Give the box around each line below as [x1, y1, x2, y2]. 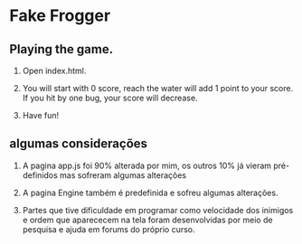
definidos [22, 169, 59, 181]
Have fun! [22, 110, 60, 120]
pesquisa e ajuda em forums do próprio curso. [22, 223, 195, 235]
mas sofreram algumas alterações [60, 169, 187, 181]
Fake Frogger [9, 5, 111, 26]
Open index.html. [22, 65, 87, 76]
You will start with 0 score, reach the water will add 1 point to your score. [22, 83, 294, 93]
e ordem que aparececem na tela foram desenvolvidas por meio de [22, 214, 273, 225]
